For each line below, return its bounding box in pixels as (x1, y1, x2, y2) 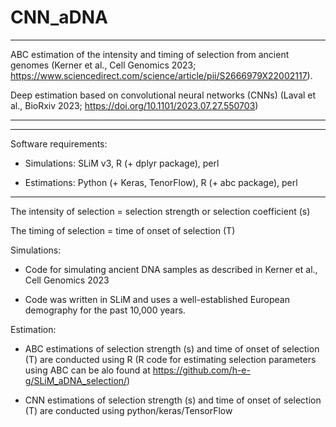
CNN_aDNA (10, 6, 108, 29)
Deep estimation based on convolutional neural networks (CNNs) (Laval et (10, 89, 317, 101)
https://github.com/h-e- (152, 364, 251, 376)
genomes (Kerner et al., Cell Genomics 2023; (10, 59, 197, 71)
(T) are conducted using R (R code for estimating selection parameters (24, 353, 317, 365)
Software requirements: (10, 137, 108, 150)
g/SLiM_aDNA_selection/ (24, 374, 128, 386)
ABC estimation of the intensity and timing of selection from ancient (10, 48, 290, 60)
